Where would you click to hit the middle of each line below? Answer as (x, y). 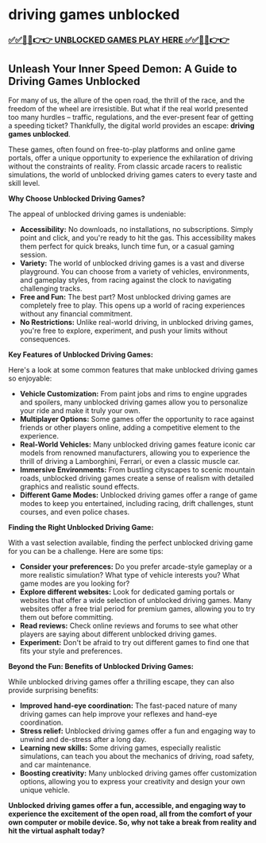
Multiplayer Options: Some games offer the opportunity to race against (137, 419)
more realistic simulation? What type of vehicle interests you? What (129, 574)
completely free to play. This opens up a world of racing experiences (132, 305)
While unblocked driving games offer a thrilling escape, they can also (121, 682)
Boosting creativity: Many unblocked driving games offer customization (138, 773)
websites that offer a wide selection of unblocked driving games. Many (136, 600)
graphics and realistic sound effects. (79, 486)
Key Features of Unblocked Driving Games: (81, 354)
